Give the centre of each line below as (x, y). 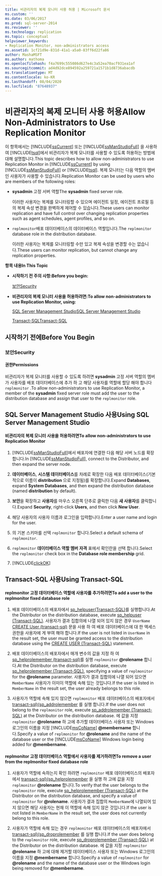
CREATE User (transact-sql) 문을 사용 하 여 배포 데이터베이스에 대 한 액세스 (84, 627)
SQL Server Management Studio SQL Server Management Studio (76, 312)
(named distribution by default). (44, 491)
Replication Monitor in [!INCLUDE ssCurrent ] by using (58, 164)
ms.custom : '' (19, 14)
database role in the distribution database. (54, 234)
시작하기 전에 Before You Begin (50, 337)
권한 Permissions (22, 365)
